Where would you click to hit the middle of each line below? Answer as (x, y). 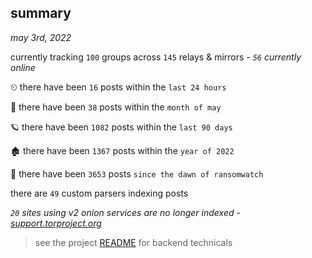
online (23, 67)
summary (41, 13)
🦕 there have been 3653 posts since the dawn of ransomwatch (137, 173)
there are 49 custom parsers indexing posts (99, 193)
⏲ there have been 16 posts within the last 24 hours (118, 87)
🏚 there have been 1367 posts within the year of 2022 (122, 150)
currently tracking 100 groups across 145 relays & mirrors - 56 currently (156, 57)
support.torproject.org (56, 223)
